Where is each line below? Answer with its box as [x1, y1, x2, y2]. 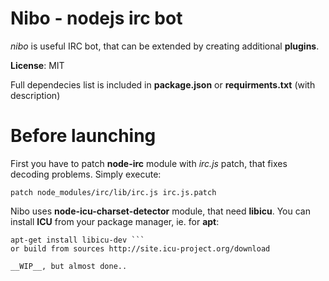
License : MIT [10, 59, 65, 71]
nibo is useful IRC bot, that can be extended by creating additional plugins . [10, 40, 320, 52]
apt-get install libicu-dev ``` [10, 235, 145, 245]
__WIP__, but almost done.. [10, 261, 128, 271]
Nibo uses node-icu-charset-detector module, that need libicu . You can [10, 205, 311, 217]
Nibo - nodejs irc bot [10, 7, 183, 30]
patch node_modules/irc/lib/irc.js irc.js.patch [10, 187, 217, 197]
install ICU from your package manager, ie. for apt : [10, 215, 220, 227]
